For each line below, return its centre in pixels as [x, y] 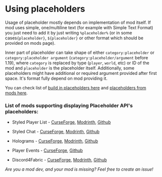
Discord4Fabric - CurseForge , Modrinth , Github [59, 160]
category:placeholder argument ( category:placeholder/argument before [77, 57]
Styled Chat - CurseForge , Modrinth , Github [56, 132]
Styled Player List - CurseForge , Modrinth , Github [61, 122]
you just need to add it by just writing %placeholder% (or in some [69, 33]
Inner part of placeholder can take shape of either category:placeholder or [80, 53]
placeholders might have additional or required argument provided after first [81, 73]
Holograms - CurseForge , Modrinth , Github [55, 141]
